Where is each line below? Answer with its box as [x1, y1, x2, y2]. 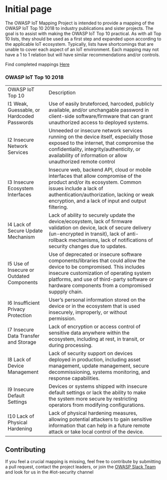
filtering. [48, 204, 68, 211]
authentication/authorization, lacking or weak [48, 191, 154, 198]
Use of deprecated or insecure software [48, 251, 142, 258]
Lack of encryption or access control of [48, 323, 141, 330]
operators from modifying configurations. [48, 402, 145, 409]
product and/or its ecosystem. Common [48, 179, 142, 186]
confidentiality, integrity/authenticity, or [48, 146, 141, 153]
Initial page [5, 3, 52, 15]
